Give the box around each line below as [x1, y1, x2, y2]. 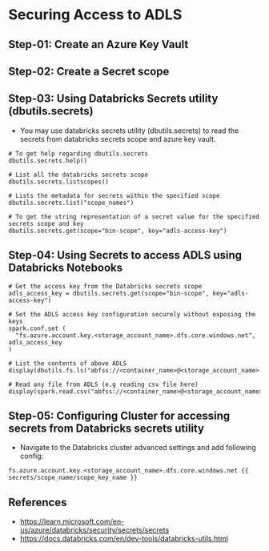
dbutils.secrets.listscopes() [8, 178, 110, 186]
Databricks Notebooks [8, 261, 123, 275]
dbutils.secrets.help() [8, 156, 88, 165]
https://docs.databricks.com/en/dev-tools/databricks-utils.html [19, 534, 228, 544]
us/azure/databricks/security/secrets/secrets [19, 525, 170, 535]
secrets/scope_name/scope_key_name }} [8, 474, 138, 482]
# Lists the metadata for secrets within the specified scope [8, 191, 220, 199]
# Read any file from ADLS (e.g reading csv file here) [8, 380, 199, 388]
